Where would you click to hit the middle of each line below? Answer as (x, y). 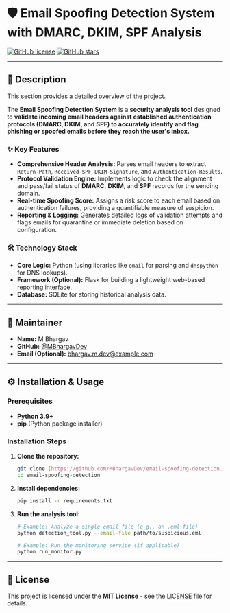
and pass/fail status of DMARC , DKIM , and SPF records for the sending (118, 186)
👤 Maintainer (35, 322)
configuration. (37, 230)
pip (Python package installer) (60, 424)
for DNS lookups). (42, 273)
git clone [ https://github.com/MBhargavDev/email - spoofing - (104, 469)
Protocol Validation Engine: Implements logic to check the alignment (114, 178)
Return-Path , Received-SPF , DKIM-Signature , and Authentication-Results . (119, 172)
